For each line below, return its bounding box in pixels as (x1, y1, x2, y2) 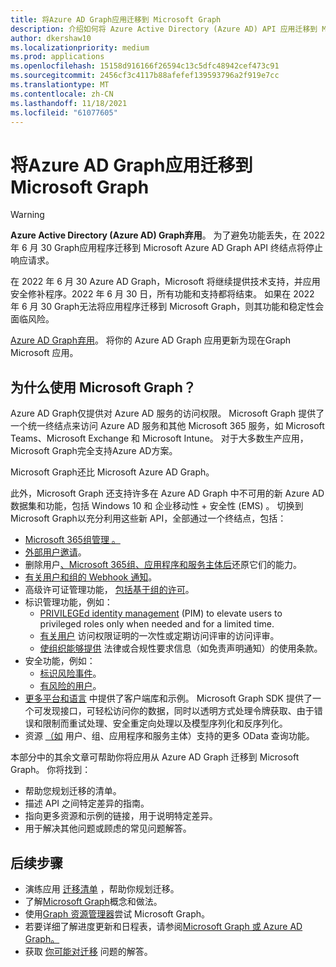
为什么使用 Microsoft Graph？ (10, 379, 197, 396)
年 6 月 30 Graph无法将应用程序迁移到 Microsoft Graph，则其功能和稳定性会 (10, 301, 325, 313)
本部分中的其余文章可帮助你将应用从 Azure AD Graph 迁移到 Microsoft (10, 751, 300, 763)
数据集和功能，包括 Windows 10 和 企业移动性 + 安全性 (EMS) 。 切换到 (10, 500, 304, 512)
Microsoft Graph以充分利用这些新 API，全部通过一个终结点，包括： (10, 512, 287, 525)
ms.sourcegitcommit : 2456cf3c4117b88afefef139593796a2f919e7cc (10, 71, 280, 81)
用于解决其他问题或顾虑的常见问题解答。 (24, 822, 192, 835)
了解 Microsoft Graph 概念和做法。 (24, 895, 163, 907)
